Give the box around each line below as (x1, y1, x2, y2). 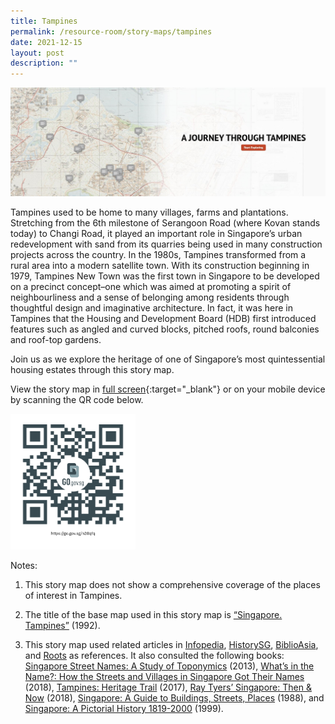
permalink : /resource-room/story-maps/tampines (10, 26, 213, 37)
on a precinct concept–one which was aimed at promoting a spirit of (10, 280, 292, 292)
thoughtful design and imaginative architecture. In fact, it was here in (10, 301, 293, 314)
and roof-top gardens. (10, 333, 102, 345)
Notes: (10, 560, 38, 572)
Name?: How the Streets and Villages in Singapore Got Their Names (24, 671, 305, 683)
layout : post (10, 48, 65, 58)
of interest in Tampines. (24, 590, 123, 602)
